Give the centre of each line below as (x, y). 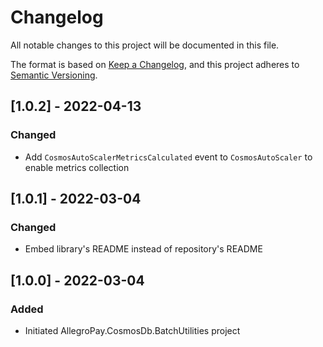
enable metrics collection (77, 167)
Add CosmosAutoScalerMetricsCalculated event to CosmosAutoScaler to (168, 157)
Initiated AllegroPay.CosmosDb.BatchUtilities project (132, 330)
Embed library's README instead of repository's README (143, 249)
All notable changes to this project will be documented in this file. (145, 45)
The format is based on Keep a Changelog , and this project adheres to (155, 64)
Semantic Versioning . (54, 75)
